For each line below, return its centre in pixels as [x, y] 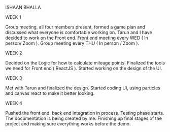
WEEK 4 [14, 103]
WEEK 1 [13, 17]
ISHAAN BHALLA [23, 7]
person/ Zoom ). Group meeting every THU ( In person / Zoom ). [72, 43]
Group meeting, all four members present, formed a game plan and [75, 27]
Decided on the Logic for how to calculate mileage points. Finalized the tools [85, 63]
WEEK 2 [14, 53]
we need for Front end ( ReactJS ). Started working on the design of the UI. [84, 68]
